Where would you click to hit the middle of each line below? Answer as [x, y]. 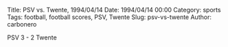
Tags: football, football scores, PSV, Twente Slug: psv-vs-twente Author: [109, 17]
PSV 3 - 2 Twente [32, 37]
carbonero [22, 24]
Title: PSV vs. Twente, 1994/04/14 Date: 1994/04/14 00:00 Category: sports [114, 10]
